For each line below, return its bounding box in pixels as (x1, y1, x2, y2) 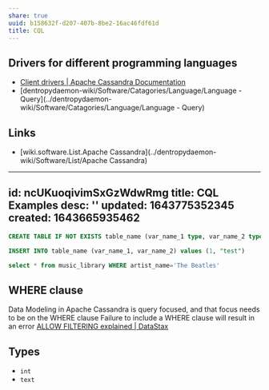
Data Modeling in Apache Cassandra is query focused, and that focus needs (8, 304, 260, 314)
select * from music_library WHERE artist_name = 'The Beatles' (8, 261, 220, 269)
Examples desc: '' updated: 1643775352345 (8, 199, 235, 213)
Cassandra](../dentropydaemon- (109, 147, 217, 157)
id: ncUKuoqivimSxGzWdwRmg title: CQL (8, 186, 219, 200)
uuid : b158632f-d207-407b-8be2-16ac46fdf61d (8, 19, 159, 27)
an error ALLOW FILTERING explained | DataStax (8, 321, 169, 332)
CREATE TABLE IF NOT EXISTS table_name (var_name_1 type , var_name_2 (8, 233, 246, 241)
